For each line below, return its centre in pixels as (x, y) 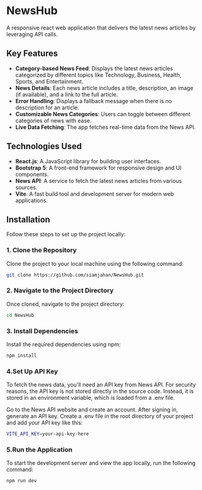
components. (32, 174)
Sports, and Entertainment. (49, 81)
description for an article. (47, 107)
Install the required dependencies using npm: (64, 344)
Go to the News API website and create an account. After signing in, (92, 410)
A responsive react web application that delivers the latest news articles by (101, 28)
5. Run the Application (39, 449)
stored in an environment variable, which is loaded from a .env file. (91, 398)
